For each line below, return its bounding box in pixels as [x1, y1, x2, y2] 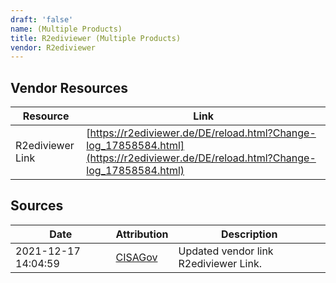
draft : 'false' [10, 14, 74, 25]
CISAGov [115, 250, 158, 264]
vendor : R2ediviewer [10, 42, 97, 53]
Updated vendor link [178, 244, 274, 258]
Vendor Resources [10, 79, 129, 96]
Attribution [115, 227, 169, 241]
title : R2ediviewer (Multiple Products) [10, 33, 182, 43]
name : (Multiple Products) [10, 24, 123, 34]
